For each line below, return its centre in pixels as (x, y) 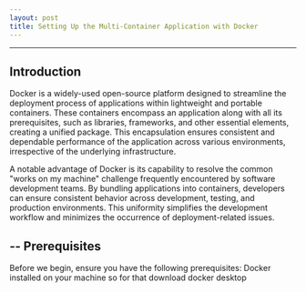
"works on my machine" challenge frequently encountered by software (143, 179)
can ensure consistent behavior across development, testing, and (132, 198)
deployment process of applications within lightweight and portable (136, 103)
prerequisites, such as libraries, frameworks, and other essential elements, (149, 123)
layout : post (34, 18)
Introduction (46, 71)
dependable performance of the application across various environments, (148, 142)
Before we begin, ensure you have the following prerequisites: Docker (140, 268)
